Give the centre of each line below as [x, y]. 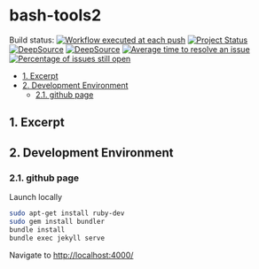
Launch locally [36, 197]
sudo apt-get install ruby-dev [67, 213]
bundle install [37, 230]
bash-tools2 [55, 15]
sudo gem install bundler [57, 221]
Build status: [32, 40]
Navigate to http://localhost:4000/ [71, 255]
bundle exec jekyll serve [57, 238]
